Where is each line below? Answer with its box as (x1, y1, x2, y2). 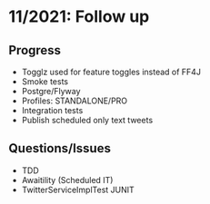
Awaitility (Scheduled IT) (21, 174, 114, 185)
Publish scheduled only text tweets (21, 115, 154, 125)
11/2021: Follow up (8, 6, 150, 27)
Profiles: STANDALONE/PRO (21, 95, 128, 106)
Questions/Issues (8, 141, 111, 156)
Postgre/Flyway (21, 86, 81, 96)
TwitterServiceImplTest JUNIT (21, 184, 135, 195)
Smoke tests (21, 76, 69, 87)
